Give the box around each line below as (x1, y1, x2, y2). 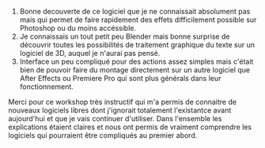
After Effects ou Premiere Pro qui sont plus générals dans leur (19, 74, 221, 83)
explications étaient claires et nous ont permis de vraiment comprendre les (8, 122, 252, 131)
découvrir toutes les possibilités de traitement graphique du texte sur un (19, 40, 256, 50)
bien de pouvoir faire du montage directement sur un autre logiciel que (19, 65, 251, 74)
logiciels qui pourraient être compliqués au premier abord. (8, 131, 198, 140)
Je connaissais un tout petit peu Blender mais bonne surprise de (19, 31, 230, 41)
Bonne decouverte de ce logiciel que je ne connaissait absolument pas (19, 7, 251, 16)
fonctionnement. (19, 82, 74, 91)
